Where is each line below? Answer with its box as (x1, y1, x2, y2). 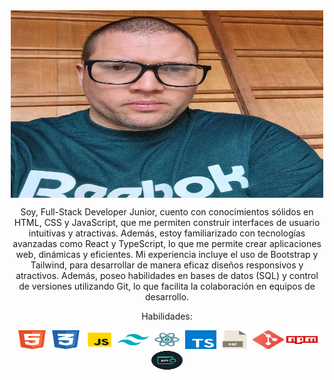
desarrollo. (144, 291, 190, 303)
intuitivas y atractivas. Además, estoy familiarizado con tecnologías (28, 227, 306, 239)
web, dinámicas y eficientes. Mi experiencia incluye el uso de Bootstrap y (15, 249, 319, 260)
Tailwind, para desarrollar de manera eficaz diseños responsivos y (30, 259, 304, 271)
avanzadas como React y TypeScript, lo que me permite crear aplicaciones (12, 238, 322, 249)
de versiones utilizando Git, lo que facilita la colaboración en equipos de (18, 280, 316, 292)
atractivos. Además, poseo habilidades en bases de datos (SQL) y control (15, 270, 319, 281)
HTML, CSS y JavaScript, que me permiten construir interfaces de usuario (13, 217, 321, 228)
